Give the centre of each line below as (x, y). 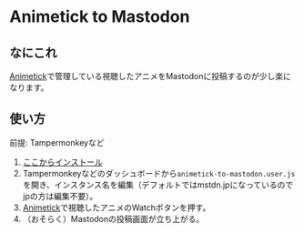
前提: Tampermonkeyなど (57, 142)
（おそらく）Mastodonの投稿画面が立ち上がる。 (113, 218)
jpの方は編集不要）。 (60, 196)
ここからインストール (62, 162)
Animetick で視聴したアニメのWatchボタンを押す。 (117, 208)
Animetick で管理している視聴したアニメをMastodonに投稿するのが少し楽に (150, 76)
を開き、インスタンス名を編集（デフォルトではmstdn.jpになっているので (158, 185)
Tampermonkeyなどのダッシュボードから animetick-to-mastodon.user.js (159, 173)
